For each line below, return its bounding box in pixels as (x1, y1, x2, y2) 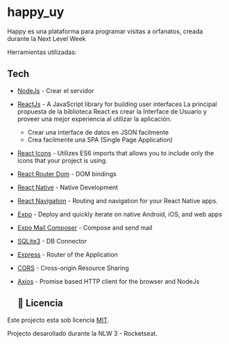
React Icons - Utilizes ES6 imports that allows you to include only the (17, 148, 214, 157)
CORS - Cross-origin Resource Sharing (17, 264, 130, 272)
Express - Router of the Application (17, 250, 118, 259)
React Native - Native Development (17, 183, 119, 191)
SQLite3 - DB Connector (17, 237, 87, 245)
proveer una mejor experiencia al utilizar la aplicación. (17, 114, 172, 123)
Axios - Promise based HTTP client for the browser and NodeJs (17, 277, 200, 285)
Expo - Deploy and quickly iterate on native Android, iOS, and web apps (17, 209, 223, 218)
